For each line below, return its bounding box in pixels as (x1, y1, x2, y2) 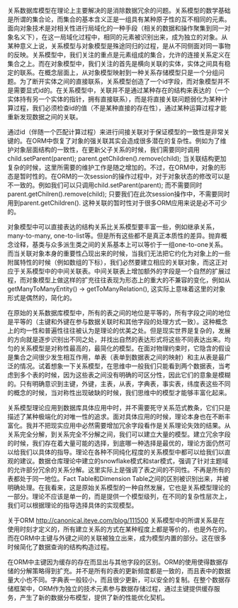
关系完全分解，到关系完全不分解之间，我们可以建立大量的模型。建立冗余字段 (7, 430, 231, 438)
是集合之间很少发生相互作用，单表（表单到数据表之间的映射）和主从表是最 (7, 353, 225, 361)
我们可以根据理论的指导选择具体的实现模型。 (7, 501, 138, 509)
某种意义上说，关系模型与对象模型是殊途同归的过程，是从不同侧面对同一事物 (7, 42, 231, 50)
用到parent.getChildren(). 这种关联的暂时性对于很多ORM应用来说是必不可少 (7, 199, 227, 207)
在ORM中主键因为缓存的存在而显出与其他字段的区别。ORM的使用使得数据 (7, 558, 222, 566)
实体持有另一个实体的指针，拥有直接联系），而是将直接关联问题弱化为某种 (7, 95, 222, 103)
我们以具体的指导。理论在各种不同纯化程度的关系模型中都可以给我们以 (19, 448, 225, 456)
